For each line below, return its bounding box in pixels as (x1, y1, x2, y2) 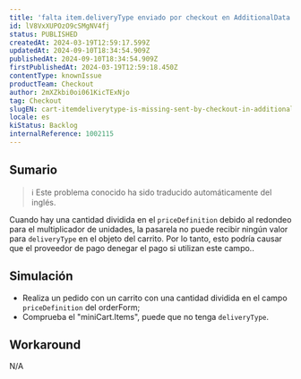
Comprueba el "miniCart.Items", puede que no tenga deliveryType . (21, 311, 270, 322)
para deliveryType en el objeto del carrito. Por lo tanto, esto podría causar (9, 233, 282, 244)
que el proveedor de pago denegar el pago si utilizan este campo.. (9, 242, 255, 253)
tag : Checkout (9, 96, 63, 105)
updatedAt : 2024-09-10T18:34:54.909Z (9, 46, 150, 55)
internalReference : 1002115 (9, 130, 115, 139)
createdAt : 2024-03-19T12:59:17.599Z (9, 38, 150, 47)
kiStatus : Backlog (9, 122, 78, 131)
